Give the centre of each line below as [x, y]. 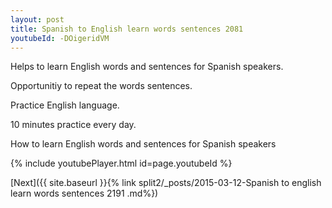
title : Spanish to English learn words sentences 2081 [127, 29]
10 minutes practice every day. [73, 125]
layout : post [37, 19]
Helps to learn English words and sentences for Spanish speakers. [147, 67]
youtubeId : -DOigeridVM [60, 38]
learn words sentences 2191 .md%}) [84, 193]
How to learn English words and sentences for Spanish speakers [143, 144]
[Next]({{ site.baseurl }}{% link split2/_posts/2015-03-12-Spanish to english [166, 183]
